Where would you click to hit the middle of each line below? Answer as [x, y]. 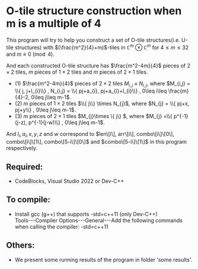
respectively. [22, 148]
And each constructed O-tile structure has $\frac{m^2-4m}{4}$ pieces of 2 [98, 65]
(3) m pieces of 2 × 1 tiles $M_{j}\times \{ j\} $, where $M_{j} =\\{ [94, 116]
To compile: [28, 200]
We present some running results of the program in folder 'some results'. [103, 259]
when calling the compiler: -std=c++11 [61, 226]
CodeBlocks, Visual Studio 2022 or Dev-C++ [69, 181]
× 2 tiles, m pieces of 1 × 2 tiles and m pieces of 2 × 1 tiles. [77, 72]
